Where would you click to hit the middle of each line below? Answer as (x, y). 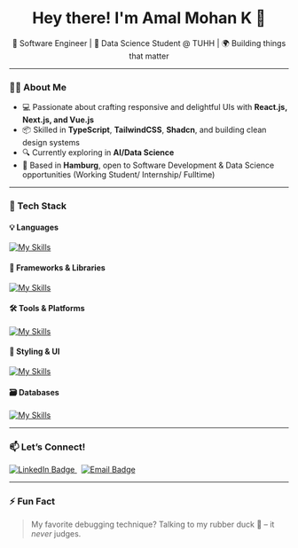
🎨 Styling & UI (35, 352)
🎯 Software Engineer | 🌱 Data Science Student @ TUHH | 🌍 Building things (149, 43)
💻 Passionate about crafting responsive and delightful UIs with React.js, (155, 107)
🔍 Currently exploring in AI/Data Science (98, 153)
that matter (149, 56)
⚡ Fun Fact (32, 502)
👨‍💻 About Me (38, 87)
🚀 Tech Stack (38, 206)
